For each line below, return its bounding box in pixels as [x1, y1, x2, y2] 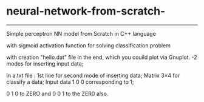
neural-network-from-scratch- [6, 4, 166, 18]
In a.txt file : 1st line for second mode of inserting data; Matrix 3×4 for [6, 72, 180, 79]
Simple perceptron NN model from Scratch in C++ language [6, 30, 157, 37]
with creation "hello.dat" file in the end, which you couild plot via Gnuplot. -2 [6, 53, 197, 61]
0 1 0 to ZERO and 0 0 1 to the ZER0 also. [6, 90, 109, 97]
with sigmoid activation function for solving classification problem [6, 41, 171, 49]
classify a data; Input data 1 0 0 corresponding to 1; [6, 78, 134, 86]
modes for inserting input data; [6, 59, 84, 67]
